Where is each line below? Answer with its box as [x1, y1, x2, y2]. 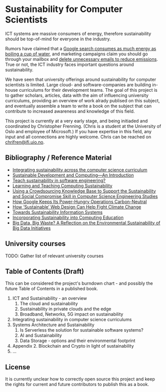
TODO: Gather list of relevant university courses [5, 253, 104, 259]
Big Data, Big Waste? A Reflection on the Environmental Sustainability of [12, 219, 161, 225]
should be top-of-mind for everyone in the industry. [5, 36, 111, 42]
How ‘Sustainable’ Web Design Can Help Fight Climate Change [12, 203, 141, 210]
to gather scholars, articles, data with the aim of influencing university [5, 92, 149, 98]
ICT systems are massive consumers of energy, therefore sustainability [5, 30, 152, 36]
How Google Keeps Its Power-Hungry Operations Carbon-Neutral [12, 198, 147, 204]
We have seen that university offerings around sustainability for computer [5, 76, 156, 82]
